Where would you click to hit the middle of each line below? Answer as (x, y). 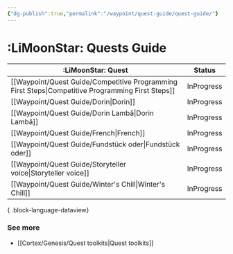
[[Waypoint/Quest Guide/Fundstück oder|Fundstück (95, 144)
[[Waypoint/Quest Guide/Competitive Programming (94, 82)
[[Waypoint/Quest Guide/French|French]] (78, 133)
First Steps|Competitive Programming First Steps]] (93, 90)
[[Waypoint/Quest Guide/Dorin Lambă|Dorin (82, 113)
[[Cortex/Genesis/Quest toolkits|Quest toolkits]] (85, 243)
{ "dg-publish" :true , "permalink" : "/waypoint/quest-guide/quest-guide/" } (113, 14)
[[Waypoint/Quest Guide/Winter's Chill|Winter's (88, 184)
